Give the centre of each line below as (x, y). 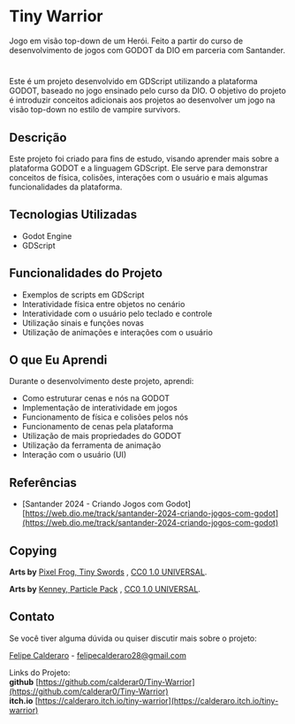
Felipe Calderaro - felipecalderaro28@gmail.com (98, 655)
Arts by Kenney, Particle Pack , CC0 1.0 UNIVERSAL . (105, 589)
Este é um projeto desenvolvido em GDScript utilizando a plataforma (133, 81)
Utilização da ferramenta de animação (91, 445)
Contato (32, 617)
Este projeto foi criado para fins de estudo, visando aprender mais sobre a (144, 158)
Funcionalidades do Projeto (86, 273)
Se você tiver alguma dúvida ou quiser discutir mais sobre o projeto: (133, 638)
